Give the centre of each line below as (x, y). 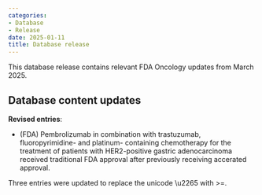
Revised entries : (35, 119)
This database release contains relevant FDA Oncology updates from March (131, 67)
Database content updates (75, 100)
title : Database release (49, 45)
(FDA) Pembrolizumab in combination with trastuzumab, (110, 134)
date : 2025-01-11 (37, 37)
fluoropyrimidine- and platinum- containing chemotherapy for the (125, 142)
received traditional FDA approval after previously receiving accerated (133, 159)
